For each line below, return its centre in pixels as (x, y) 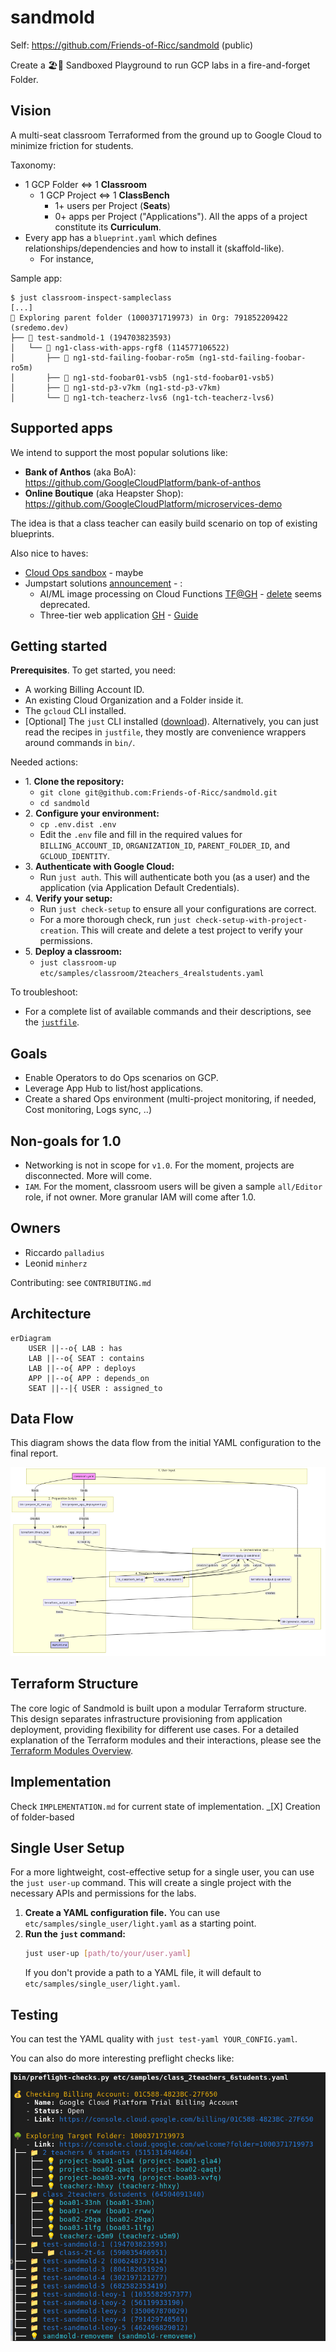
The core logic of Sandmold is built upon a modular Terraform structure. (158, 1708)
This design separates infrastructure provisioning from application (146, 1718)
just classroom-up (78, 963)
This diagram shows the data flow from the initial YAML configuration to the (166, 1443)
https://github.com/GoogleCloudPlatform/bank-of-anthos (143, 482)
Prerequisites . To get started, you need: (93, 670)
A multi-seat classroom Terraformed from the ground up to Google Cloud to (166, 135)
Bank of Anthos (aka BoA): (80, 472)
